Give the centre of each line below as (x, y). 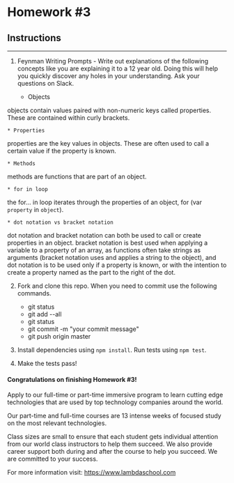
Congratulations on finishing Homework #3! (72, 379)
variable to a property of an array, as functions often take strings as (104, 250)
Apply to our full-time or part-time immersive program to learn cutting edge (115, 395)
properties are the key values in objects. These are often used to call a (108, 143)
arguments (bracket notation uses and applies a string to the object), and (112, 258)
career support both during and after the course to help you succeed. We (112, 452)
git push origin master (59, 336)
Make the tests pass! (47, 363)
